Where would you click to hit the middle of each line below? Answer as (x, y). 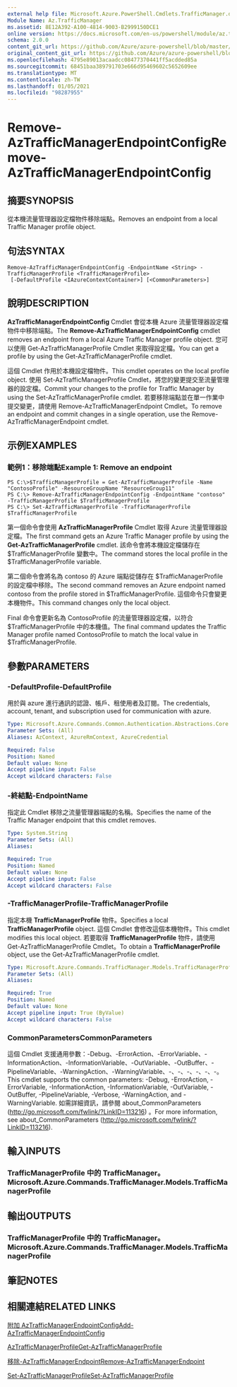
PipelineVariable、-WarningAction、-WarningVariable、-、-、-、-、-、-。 (115, 1072)
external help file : (38, 14)
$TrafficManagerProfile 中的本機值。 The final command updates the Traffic (117, 627)
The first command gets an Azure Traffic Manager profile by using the (127, 536)
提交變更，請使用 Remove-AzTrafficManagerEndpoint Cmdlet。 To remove (115, 406)
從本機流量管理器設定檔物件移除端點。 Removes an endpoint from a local (113, 219)
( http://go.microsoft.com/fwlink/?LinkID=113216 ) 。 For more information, (113, 1112)
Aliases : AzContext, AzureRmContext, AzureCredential (88, 737)
